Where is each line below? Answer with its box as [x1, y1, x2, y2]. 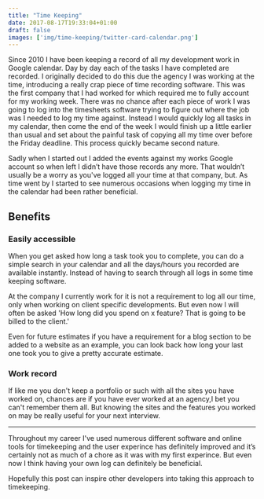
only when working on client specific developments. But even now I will [8, 299, 240, 309]
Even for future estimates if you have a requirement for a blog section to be [8, 332, 251, 341]
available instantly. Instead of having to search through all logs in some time [8, 268, 254, 277]
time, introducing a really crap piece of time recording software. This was [8, 80, 246, 90]
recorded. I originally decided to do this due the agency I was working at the [8, 72, 255, 81]
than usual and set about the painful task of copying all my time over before [8, 130, 253, 140]
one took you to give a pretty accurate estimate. [8, 348, 163, 358]
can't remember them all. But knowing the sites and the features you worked [8, 402, 256, 413]
